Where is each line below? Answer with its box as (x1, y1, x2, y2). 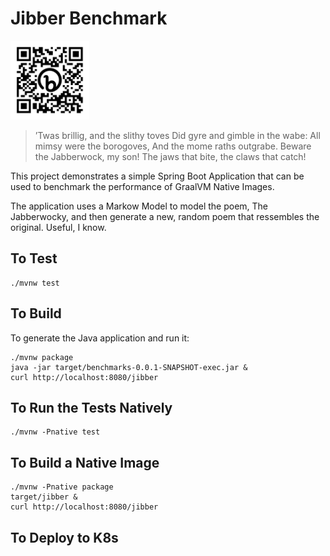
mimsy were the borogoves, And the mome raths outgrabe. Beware (34, 140, 312, 152)
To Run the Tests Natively (10, 399, 173, 416)
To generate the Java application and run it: (10, 332, 190, 344)
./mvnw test (10, 278, 60, 288)
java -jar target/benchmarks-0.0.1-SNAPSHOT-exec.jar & (10, 362, 248, 372)
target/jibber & (10, 492, 78, 502)
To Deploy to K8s (10, 529, 119, 546)
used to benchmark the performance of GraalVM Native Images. (10, 180, 275, 192)
